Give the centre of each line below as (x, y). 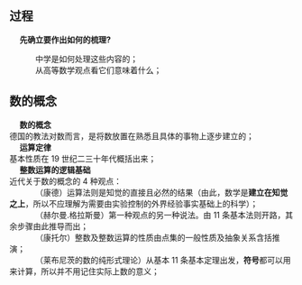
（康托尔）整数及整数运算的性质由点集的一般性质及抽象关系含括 (153, 237)
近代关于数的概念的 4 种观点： (65, 181)
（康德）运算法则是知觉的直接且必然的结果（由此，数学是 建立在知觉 (161, 192)
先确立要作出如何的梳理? (65, 40)
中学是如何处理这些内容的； (86, 59)
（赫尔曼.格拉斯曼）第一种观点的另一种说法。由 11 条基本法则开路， (160, 215)
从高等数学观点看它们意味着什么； (98, 69)
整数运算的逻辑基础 (55, 170)
